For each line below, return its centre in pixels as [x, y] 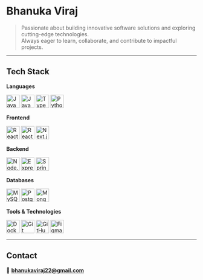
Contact [22, 256]
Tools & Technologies [34, 211]
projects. [32, 47]
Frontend [18, 117]
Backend [18, 148]
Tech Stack [28, 72]
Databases [20, 180]
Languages [21, 86]
